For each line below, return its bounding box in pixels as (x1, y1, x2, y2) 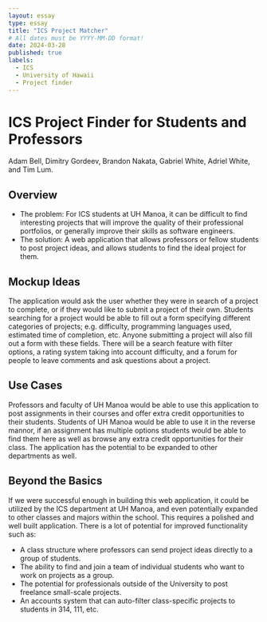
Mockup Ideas (8, 275, 81, 289)
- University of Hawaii (15, 71, 94, 79)
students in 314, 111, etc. (19, 604, 99, 614)
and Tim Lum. (8, 165, 53, 174)
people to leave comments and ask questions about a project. (8, 356, 211, 365)
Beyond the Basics (8, 474, 103, 488)
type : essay (8, 19, 48, 27)
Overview (8, 188, 58, 201)
